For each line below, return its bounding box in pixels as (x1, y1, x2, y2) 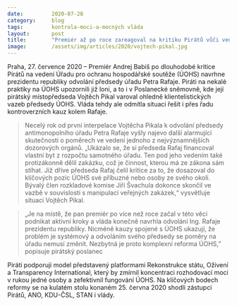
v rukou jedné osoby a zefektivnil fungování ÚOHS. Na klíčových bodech (7, 276, 219, 284)
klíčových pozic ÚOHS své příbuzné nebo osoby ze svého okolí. (24, 173, 210, 182)
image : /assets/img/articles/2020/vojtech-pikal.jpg (7, 43, 188, 50)
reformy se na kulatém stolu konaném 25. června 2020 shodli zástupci (7, 283, 212, 291)
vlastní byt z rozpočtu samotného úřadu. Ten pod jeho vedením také (24, 151, 223, 159)
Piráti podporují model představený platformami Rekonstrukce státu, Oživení (7, 261, 229, 269)
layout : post (7, 30, 65, 37)
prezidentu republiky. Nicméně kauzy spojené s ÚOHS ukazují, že (24, 225, 216, 233)
